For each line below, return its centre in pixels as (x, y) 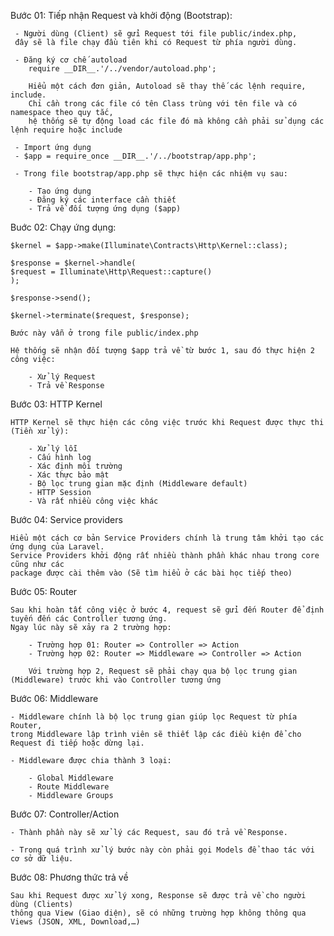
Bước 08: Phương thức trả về (69, 877)
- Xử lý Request (62, 377)
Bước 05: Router (44, 591)
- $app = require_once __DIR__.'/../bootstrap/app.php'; (135, 156)
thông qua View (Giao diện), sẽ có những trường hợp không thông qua (158, 913)
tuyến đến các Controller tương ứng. (89, 619)
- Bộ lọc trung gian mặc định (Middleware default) (138, 484)
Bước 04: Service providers (66, 519)
